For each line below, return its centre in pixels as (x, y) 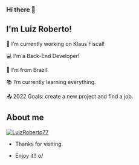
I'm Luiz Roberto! (39, 29)
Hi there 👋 (21, 10)
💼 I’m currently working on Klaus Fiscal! (55, 44)
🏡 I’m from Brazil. (28, 70)
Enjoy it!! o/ (29, 155)
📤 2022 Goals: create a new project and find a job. (70, 96)
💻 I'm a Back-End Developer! (43, 56)
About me (25, 118)
